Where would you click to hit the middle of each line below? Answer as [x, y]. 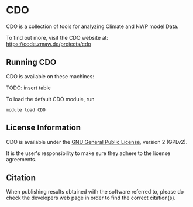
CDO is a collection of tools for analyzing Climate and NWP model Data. [92, 26]
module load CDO [26, 110]
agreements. [21, 159]
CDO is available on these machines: [50, 76]
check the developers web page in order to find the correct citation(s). [91, 198]
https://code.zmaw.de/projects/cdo [49, 44]
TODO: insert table [28, 88]
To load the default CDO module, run [50, 99]
